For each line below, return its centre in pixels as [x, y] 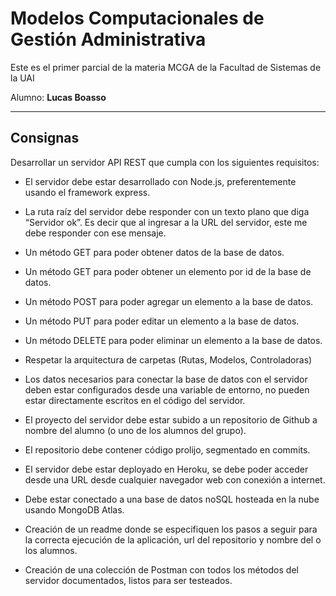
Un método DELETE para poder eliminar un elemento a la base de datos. [173, 340]
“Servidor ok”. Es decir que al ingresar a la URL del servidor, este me [166, 222]
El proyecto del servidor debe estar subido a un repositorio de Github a [171, 419]
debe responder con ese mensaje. [95, 233]
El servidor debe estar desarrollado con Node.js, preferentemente [160, 181]
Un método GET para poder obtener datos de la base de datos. [154, 252]
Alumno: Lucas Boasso [58, 97]
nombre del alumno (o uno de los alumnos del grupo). [135, 430]
